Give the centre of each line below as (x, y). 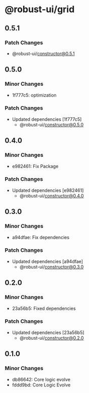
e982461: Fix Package (35, 166)
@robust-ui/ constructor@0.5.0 (52, 124)
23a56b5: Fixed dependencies (44, 308)
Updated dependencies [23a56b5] (48, 332)
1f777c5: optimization (34, 95)
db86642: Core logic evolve (41, 379)
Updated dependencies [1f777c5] (47, 119)
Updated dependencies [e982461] (48, 190)
